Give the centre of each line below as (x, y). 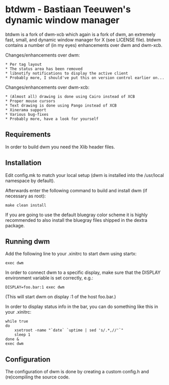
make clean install (26, 205)
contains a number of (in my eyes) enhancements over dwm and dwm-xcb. (84, 45)
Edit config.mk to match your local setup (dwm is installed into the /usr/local (84, 175)
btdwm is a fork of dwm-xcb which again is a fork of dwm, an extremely (80, 34)
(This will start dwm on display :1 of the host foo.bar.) (61, 297)
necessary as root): (26, 196)
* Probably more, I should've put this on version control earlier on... (85, 78)
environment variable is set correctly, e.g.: (49, 278)
